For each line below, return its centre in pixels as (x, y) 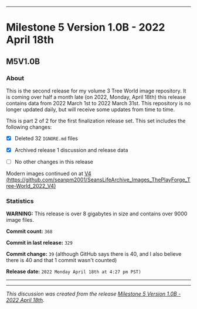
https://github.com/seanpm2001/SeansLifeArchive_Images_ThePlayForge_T (99, 180)
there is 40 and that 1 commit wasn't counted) (62, 260)
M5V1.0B (23, 61)
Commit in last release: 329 (40, 243)
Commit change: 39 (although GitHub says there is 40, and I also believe (94, 254)
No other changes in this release (54, 162)
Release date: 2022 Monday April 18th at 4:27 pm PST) (74, 272)
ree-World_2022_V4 (30, 186)
